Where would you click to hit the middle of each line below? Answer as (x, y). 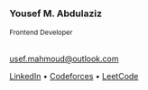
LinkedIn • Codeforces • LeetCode (74, 76)
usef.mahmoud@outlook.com (64, 59)
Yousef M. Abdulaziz (55, 13)
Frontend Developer (41, 33)
